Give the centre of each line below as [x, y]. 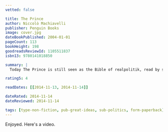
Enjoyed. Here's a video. [30, 124]
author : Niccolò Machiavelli [35, 23]
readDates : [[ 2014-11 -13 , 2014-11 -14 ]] [47, 88]
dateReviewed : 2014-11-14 [32, 101]
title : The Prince [24, 19]
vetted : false [20, 10]
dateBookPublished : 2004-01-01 [38, 37]
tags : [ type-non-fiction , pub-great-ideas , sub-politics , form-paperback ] [85, 110]
